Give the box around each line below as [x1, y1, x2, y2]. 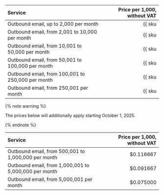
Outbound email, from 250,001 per [7, 85, 88, 91]
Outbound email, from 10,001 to [7, 42, 82, 49]
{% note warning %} [5, 103, 46, 109]
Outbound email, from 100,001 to [7, 71, 85, 77]
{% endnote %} [5, 122, 37, 128]
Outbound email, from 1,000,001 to [7, 162, 89, 169]
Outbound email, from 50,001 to [7, 57, 82, 63]
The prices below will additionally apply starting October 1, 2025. [5, 113, 136, 118]
